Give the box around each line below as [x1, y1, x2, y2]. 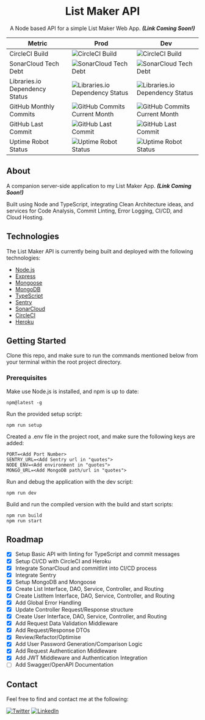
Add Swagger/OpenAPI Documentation [15, 661, 114, 669]
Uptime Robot [9, 137, 49, 146]
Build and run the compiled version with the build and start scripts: [6, 500, 174, 508]
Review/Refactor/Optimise [15, 634, 81, 641]
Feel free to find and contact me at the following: [6, 696, 129, 703]
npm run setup [6, 422, 43, 428]
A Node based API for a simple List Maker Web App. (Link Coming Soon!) [10, 24, 195, 32]
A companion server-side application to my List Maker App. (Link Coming [6, 182, 192, 189]
